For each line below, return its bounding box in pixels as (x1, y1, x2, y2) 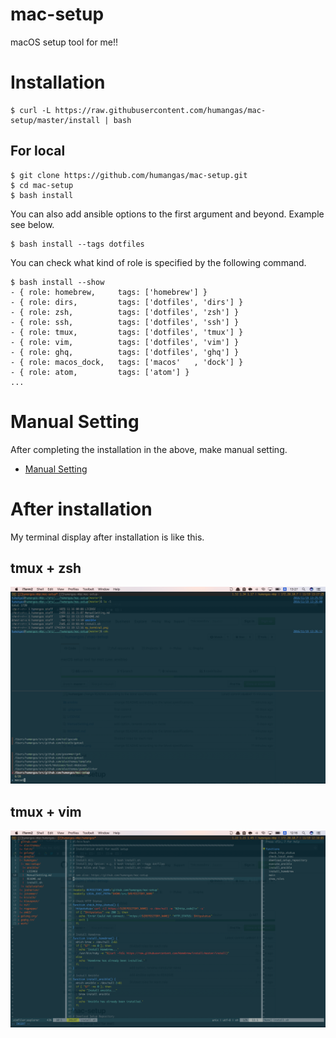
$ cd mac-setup (10, 180, 74, 190)
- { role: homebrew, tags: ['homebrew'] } (10, 287, 208, 297)
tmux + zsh (10, 559, 82, 577)
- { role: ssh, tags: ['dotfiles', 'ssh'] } (10, 317, 240, 327)
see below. (10, 218, 55, 230)
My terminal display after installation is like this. (10, 531, 205, 543)
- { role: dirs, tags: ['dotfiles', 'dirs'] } (10, 297, 244, 307)
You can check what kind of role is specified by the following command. (10, 256, 307, 268)
